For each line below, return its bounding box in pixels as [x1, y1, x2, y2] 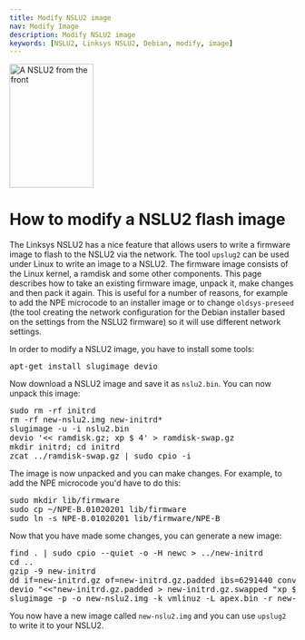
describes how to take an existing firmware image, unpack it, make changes [9, 278, 294, 289]
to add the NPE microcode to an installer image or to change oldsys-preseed [9, 297, 295, 309]
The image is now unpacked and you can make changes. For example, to [9, 468, 283, 479]
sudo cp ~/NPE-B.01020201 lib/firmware [9, 505, 187, 515]
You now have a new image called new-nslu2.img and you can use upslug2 [9, 610, 287, 622]
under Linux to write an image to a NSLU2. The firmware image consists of [9, 259, 289, 270]
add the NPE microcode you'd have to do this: [9, 478, 182, 488]
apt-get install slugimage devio [9, 361, 159, 372]
